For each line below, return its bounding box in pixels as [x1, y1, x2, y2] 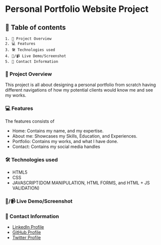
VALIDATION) [12, 185, 40, 191]
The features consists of [5, 118, 55, 124]
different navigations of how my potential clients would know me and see [5, 87, 154, 93]
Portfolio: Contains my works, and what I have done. [12, 138, 119, 144]
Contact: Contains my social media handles [12, 144, 100, 149]
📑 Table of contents [5, 23, 66, 32]
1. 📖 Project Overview [5, 36, 52, 41]
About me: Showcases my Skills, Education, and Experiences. [12, 133, 138, 139]
